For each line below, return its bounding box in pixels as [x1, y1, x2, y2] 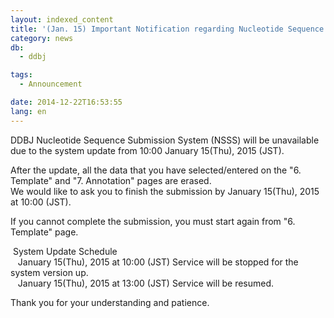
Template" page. [10, 226, 79, 238]
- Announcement [19, 79, 83, 90]
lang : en [10, 106, 47, 116]
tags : [10, 70, 33, 80]
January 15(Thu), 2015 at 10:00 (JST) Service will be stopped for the [17, 256, 299, 268]
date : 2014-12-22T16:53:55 [10, 97, 123, 107]
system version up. [10, 266, 89, 278]
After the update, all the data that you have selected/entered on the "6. [10, 164, 302, 176]
